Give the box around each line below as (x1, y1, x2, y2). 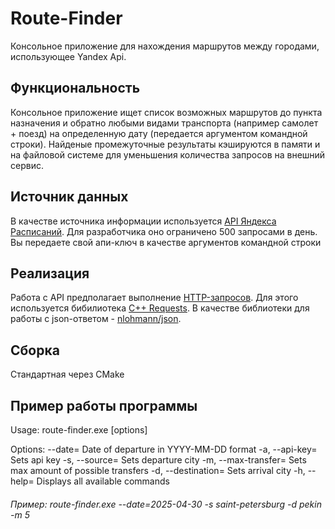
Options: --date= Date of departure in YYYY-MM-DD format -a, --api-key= (10, 443, 318, 455)
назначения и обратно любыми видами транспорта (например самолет (10, 117, 319, 129)
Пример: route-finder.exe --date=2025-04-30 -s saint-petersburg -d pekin (10, 498, 322, 510)
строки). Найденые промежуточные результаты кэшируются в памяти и (10, 138, 321, 150)
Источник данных (10, 188, 129, 206)
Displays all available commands (36, 475, 170, 487)
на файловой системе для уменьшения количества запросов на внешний (10, 148, 326, 161)
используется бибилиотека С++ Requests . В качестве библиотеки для (10, 302, 310, 314)
